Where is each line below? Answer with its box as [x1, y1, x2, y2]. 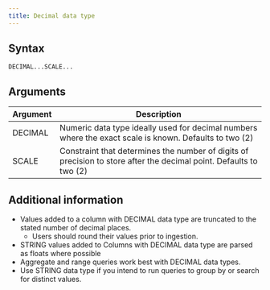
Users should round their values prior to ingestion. [31, 231, 198, 242]
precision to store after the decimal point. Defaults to [59, 155, 258, 167]
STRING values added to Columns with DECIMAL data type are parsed [19, 240, 253, 250]
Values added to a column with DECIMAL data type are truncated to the [19, 214, 257, 224]
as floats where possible [19, 249, 102, 259]
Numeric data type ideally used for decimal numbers [59, 122, 258, 134]
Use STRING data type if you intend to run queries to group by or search [19, 266, 260, 275]
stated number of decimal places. [19, 223, 132, 233]
